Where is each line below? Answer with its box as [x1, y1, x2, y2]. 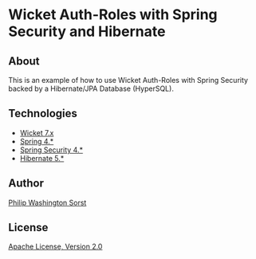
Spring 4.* [19, 136, 54, 146]
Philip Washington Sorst [8, 198, 87, 207]
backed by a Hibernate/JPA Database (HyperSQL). [8, 84, 174, 93]
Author [8, 177, 44, 190]
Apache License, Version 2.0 [8, 241, 103, 252]
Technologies [8, 107, 78, 120]
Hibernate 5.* [19, 153, 65, 163]
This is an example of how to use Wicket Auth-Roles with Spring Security [8, 76, 249, 84]
